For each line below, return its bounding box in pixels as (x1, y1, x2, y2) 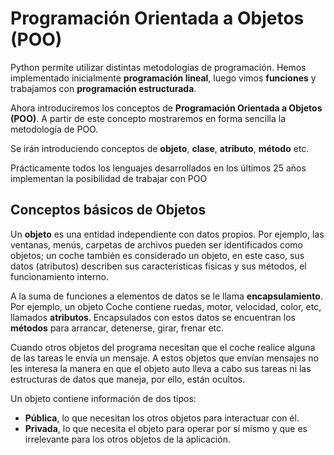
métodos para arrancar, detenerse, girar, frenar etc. (10, 322, 225, 334)
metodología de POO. (10, 123, 99, 135)
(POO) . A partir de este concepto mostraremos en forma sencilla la (10, 112, 287, 124)
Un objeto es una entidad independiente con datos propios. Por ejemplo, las (10, 228, 325, 240)
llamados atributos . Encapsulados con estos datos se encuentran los (10, 311, 296, 323)
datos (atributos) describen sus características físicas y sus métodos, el (10, 260, 307, 272)
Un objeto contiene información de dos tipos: (10, 392, 197, 404)
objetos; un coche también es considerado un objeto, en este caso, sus (10, 249, 305, 261)
